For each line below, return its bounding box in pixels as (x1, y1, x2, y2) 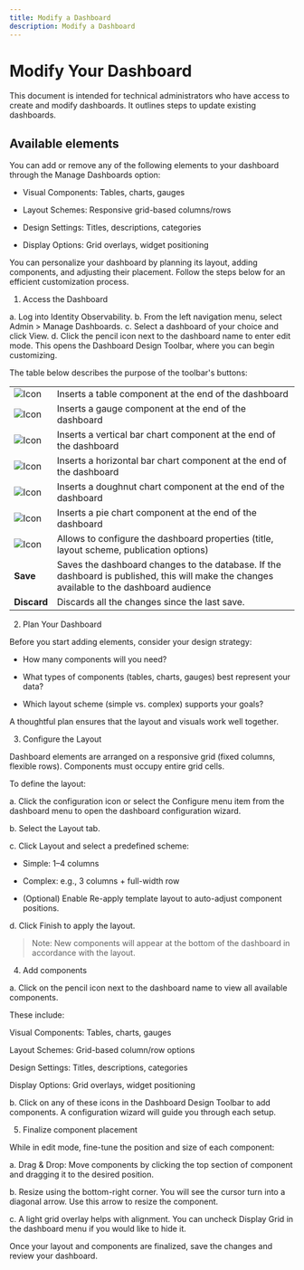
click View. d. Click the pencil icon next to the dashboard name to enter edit (9, 331, 291, 342)
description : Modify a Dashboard (9, 22, 136, 31)
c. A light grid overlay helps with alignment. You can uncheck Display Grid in (9, 1213, 294, 1224)
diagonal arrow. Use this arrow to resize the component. (9, 1196, 219, 1207)
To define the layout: (9, 778, 86, 789)
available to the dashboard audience (56, 581, 212, 593)
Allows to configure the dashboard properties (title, (56, 533, 274, 545)
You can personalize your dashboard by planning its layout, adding (9, 257, 258, 268)
